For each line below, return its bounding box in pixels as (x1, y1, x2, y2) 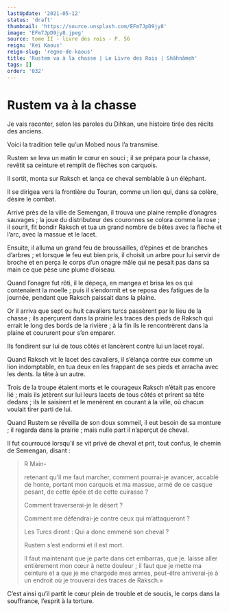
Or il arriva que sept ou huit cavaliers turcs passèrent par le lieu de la (7, 307, 202, 315)
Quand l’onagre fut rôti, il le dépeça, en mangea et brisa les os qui (7, 279, 193, 287)
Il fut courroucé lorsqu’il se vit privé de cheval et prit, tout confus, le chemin (7, 439, 221, 448)
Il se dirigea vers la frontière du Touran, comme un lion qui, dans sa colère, (7, 188, 219, 196)
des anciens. (7, 127, 43, 135)
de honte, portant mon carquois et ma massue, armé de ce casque (23, 481, 213, 489)
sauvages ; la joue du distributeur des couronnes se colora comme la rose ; (7, 216, 220, 224)
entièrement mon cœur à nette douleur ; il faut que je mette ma (23, 562, 202, 570)
